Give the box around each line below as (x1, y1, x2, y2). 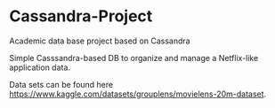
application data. (9, 62, 71, 73)
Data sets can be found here (9, 79, 114, 89)
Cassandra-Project (9, 6, 153, 27)
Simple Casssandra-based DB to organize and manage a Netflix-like (9, 52, 259, 63)
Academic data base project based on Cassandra (9, 35, 190, 46)
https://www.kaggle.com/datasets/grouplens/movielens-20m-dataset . (9, 89, 267, 99)
